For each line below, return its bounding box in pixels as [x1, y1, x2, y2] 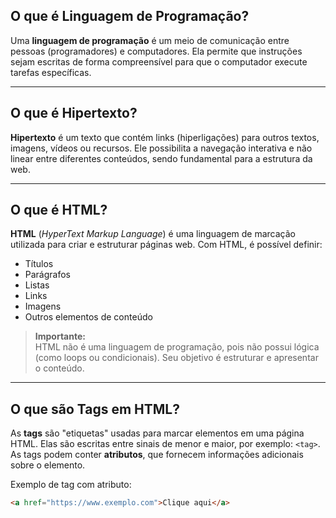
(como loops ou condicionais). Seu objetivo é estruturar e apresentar [34, 352, 319, 364]
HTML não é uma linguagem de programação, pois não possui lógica [34, 341, 320, 353]
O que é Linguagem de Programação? [10, 8, 250, 25]
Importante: [34, 330, 86, 343]
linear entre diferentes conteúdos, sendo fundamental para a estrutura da [10, 152, 313, 164]
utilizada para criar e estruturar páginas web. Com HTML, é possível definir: [10, 239, 323, 251]
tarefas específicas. [10, 66, 92, 78]
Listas [24, 279, 50, 291]
